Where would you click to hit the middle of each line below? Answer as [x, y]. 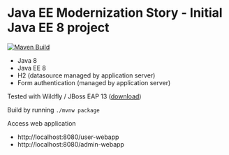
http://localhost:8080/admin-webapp [71, 144]
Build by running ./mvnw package [53, 110]
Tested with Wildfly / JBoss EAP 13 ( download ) [74, 96]
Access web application [42, 123]
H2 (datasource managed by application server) [86, 75]
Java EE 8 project [58, 28]
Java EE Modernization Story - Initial [115, 13]
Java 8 [27, 60]
